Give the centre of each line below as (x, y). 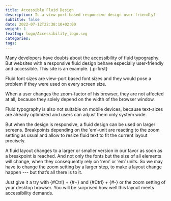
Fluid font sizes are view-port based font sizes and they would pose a (78, 78)
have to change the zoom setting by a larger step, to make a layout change (83, 167)
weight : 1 (16, 29)
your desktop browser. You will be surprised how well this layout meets (80, 187)
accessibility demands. (29, 193)
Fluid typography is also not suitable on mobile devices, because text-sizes (84, 109)
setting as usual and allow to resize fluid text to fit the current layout (76, 135)
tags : (11, 43)
